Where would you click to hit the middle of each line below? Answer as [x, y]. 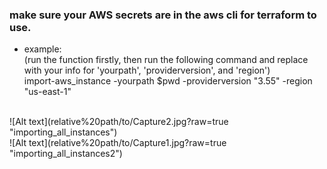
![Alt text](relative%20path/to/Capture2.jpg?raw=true [119, 122]
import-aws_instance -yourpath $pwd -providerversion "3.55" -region [168, 81]
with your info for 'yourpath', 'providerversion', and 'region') [147, 70]
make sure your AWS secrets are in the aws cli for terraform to [163, 15]
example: [42, 49]
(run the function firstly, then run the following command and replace [166, 60]
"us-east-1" [47, 92]
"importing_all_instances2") [66, 154]
